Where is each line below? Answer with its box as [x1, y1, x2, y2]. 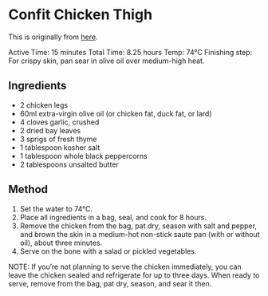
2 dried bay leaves [19, 125, 81, 135]
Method [8, 183, 49, 196]
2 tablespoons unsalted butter [19, 160, 120, 169]
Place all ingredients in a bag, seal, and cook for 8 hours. [19, 212, 207, 222]
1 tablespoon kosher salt [19, 142, 100, 152]
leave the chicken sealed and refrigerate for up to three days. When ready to [8, 270, 260, 280]
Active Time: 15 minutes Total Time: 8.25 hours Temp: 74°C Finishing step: [8, 47, 253, 57]
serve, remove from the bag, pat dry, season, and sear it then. [8, 278, 212, 288]
